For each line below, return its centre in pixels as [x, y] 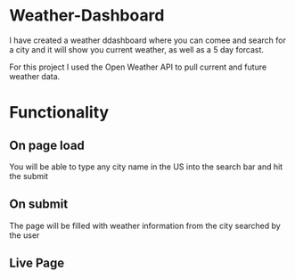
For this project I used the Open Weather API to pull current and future [138, 67]
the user [25, 235]
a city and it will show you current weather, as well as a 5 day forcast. [137, 49]
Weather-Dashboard [87, 16]
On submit [39, 205]
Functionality [59, 113]
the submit [29, 176]
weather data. [35, 76]
